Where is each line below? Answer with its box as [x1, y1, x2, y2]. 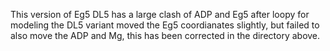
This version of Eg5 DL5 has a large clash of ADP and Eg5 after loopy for [10, 9, 310, 20]
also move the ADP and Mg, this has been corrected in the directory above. [10, 30, 321, 41]
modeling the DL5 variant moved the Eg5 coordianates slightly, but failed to [10, 19, 320, 31]
